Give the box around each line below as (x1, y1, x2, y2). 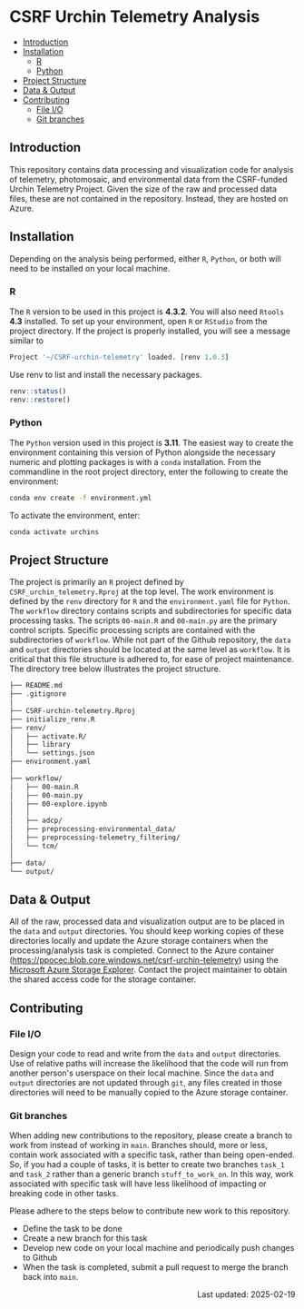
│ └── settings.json (9, 749, 95, 758)
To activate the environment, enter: (9, 510, 141, 521)
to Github (22, 1252, 58, 1264)
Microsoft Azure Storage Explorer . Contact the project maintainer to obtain (9, 965, 288, 976)
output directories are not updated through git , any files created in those (9, 1076, 283, 1087)
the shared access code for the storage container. (9, 974, 197, 985)
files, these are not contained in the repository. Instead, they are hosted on (9, 193, 289, 203)
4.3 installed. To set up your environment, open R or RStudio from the (9, 315, 268, 326)
